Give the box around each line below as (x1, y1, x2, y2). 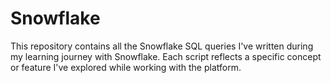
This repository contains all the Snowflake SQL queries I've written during (10, 40, 314, 52)
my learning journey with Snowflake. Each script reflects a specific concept (10, 50, 322, 62)
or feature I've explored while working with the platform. (10, 61, 242, 73)
